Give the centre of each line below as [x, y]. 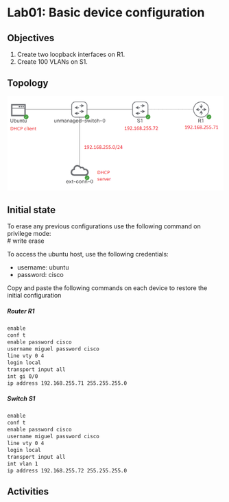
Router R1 [21, 311]
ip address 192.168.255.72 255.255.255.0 [67, 470]
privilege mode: [29, 234]
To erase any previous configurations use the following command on [104, 226]
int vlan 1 [23, 464]
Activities [28, 492]
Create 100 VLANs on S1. [52, 62]
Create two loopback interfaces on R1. [71, 54]
